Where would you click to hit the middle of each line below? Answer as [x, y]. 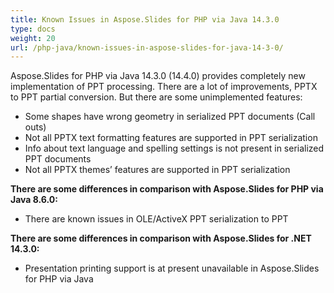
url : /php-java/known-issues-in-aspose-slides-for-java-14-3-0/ [147, 47]
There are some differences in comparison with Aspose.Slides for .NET [161, 238]
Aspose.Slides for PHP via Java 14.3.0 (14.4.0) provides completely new [158, 76]
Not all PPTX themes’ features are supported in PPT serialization [157, 170]
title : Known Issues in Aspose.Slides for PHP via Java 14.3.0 [145, 19]
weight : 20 [33, 38]
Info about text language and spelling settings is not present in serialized [174, 148]
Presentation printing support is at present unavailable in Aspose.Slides [172, 268]
